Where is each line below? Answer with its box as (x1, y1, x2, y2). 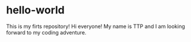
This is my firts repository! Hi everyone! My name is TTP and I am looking (6, 23, 186, 30)
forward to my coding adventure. (6, 29, 87, 36)
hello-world (6, 3, 65, 17)
